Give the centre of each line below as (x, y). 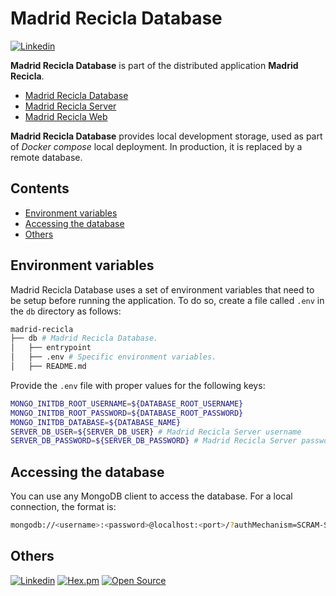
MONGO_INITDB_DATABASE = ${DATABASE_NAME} (96, 422)
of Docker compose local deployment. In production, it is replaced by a (156, 146)
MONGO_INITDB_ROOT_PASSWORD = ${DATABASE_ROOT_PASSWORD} (127, 413)
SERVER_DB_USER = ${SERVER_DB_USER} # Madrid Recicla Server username (156, 432)
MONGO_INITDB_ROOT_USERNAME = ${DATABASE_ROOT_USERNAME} (127, 403)
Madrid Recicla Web (66, 116)
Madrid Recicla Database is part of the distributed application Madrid (154, 65)
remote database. (46, 157)
